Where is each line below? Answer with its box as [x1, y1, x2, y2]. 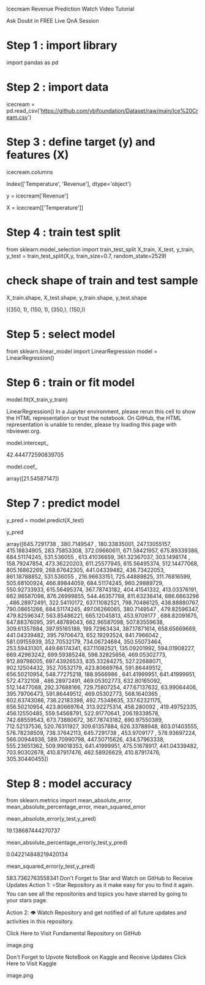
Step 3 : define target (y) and [6, 135, 155, 149]
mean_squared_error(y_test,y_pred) [6, 862, 95, 870]
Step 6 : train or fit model [6, 375, 135, 389]
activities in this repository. [6, 918, 75, 925]
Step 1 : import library [6, 39, 117, 53]
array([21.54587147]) [6, 474, 59, 482]
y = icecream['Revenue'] [6, 192, 69, 199]
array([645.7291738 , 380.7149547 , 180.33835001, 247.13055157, [6, 540, 171, 547]
